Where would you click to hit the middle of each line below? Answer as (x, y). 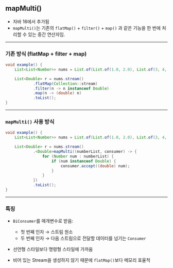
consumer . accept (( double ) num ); (95, 166)
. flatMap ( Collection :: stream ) (65, 84)
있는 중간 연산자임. (47, 34)
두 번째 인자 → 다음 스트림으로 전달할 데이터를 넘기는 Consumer (83, 238)
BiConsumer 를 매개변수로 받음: (43, 221)
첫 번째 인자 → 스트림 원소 (47, 232)
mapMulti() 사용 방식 (30, 122)
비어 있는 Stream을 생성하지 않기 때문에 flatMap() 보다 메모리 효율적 (82, 260)
